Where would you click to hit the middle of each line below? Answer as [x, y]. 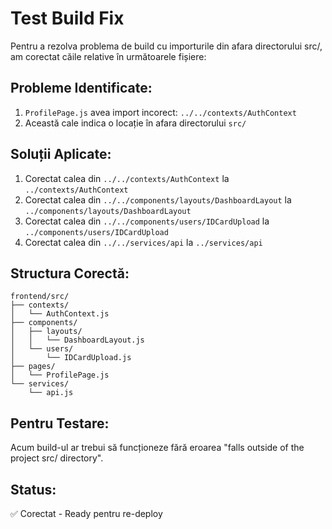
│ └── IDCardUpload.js [71, 358]
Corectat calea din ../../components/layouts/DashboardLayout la [158, 199]
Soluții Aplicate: [61, 154]
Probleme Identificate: [81, 88]
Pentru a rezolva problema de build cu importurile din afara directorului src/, [166, 46]
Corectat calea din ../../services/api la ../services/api [143, 242]
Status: [33, 489]
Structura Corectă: [70, 273]
